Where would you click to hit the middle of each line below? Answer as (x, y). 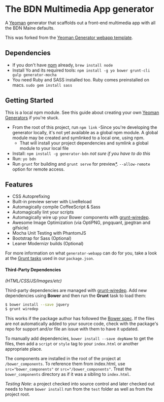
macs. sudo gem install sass (42, 85)
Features (19, 184)
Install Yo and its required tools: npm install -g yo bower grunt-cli (81, 70)
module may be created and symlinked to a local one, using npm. (78, 138)
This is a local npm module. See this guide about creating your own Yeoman (82, 112)
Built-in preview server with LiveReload (52, 202)
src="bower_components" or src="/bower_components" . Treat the (68, 369)
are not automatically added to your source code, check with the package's (82, 324)
